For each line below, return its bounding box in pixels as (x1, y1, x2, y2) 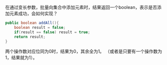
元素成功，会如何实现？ (9, 10, 58, 16)
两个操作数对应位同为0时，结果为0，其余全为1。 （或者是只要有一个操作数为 (5, 49, 163, 55)
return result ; (14, 34, 46, 39)
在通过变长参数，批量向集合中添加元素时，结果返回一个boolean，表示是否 (5, 4, 158, 10)
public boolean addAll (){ (5, 20, 59, 25)
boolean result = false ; (14, 25, 66, 30)
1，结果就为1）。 (5, 55, 37, 61)
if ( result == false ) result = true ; (14, 29, 91, 35)
